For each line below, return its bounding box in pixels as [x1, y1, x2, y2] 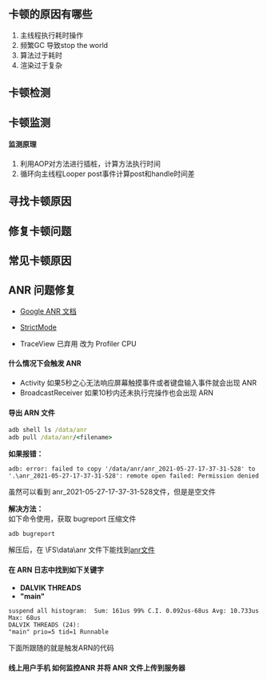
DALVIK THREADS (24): [8, 621, 81, 630]
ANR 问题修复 [8, 283, 76, 298]
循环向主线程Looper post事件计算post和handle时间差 [19, 169, 195, 178]
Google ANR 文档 [19, 306, 78, 316]
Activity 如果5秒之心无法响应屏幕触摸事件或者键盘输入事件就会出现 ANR [19, 378, 257, 387]
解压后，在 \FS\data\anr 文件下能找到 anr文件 [8, 545, 156, 554]
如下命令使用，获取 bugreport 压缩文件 [8, 514, 137, 523]
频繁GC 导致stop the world [19, 40, 109, 50]
